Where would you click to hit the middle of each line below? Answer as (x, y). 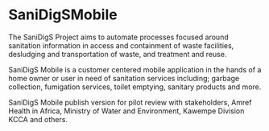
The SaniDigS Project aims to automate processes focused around (118, 37)
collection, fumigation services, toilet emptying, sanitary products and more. (135, 87)
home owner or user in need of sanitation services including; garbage (124, 78)
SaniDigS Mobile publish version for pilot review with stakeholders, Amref (130, 102)
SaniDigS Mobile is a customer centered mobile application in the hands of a (135, 69)
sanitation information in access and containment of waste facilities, (121, 45)
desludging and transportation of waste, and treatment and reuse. (118, 54)
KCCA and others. (38, 119)
